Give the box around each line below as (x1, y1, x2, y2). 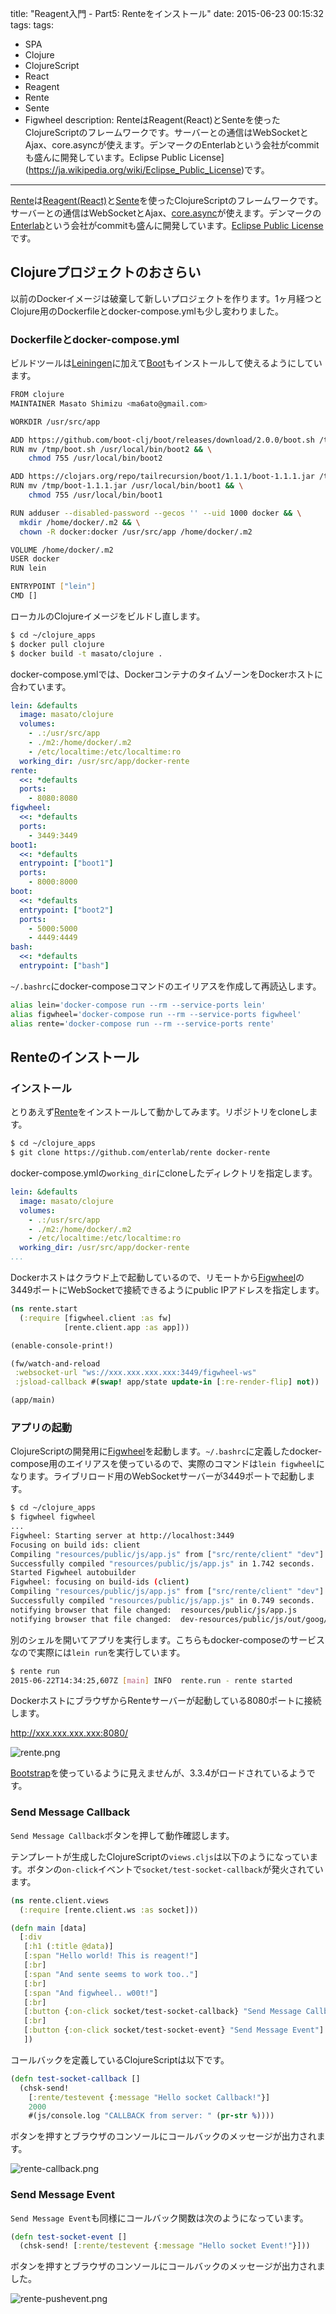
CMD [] (10, 591, 38, 601)
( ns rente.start (10, 1304, 78, 1314)
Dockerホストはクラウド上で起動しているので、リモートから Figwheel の (10, 1272, 305, 1284)
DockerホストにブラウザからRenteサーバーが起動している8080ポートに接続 (10, 1695, 322, 1707)
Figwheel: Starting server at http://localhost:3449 (10, 1530, 235, 1541)
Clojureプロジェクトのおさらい (10, 264, 202, 281)
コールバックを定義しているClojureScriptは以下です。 (10, 2053, 230, 2066)
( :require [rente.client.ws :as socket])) (19, 1905, 199, 1915)
